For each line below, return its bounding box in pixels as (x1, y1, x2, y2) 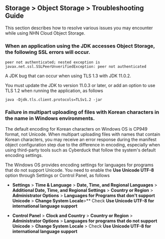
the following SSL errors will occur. (5, 48, 91, 55)
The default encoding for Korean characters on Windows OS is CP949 (5, 126, 148, 132)
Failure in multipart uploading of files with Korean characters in (5, 109, 159, 116)
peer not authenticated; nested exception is (5, 60, 100, 65)
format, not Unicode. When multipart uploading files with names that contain (5, 131, 161, 138)
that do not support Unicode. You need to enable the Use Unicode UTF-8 (5, 167, 154, 173)
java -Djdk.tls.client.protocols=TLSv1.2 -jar (5, 97, 102, 102)
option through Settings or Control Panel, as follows (5, 173, 110, 179)
